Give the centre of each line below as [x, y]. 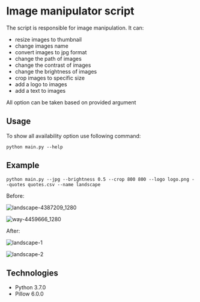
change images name [42, 46]
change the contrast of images [53, 65]
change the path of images [48, 58]
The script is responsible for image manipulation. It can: [75, 28]
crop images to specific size [50, 78]
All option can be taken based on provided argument [71, 102]
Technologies [32, 273]
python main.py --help [35, 147]
